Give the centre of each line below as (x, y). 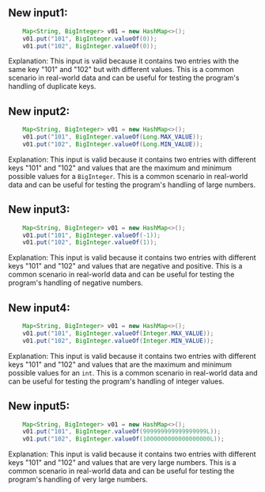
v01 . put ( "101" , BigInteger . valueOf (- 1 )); (91, 235)
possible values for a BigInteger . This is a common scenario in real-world (128, 176)
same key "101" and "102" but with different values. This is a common (121, 70)
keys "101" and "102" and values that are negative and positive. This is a (125, 266)
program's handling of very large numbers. (78, 479)
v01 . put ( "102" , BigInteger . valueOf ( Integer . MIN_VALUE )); (118, 341)
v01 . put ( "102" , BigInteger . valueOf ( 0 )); (90, 46)
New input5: (39, 406)
